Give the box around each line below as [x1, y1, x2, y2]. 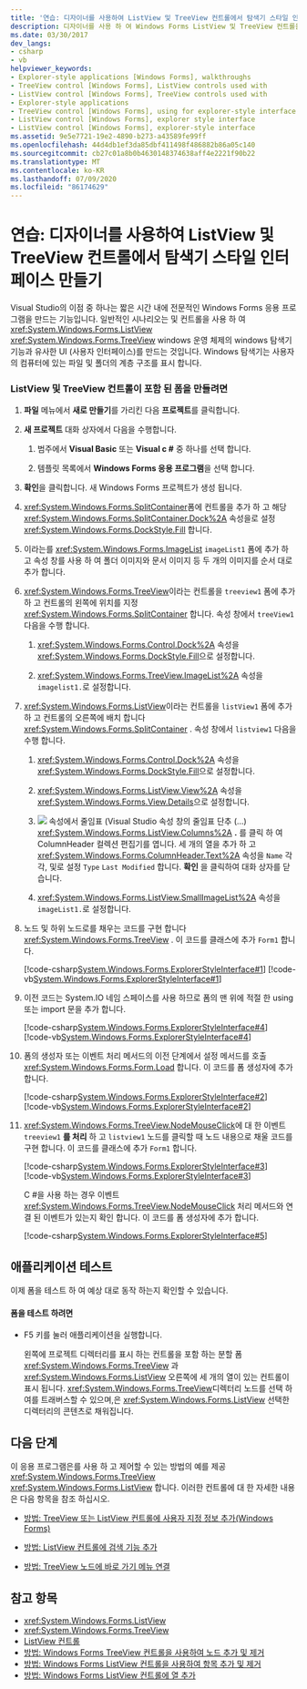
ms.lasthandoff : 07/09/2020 [10, 174, 118, 183]
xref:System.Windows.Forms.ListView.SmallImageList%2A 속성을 [36, 892, 281, 903]
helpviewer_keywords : [10, 65, 93, 74]
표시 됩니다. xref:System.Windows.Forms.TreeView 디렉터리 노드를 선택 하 [23, 1383, 293, 1394]
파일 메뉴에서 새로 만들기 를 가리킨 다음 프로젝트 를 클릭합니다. [23, 404, 240, 415]
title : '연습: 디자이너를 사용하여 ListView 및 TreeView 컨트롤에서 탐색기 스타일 [10, 13, 289, 23]
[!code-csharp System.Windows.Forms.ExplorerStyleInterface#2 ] [23, 1091, 268, 1102]
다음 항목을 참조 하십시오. [19, 1493, 110, 1504]
